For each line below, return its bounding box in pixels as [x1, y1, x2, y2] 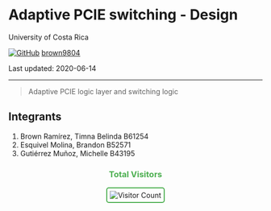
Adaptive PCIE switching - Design [8, 6, 238, 24]
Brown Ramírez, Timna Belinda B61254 [19, 131, 149, 141]
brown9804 [41, 48, 81, 57]
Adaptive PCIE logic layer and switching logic [27, 86, 179, 96]
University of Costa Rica [8, 32, 89, 42]
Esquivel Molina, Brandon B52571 [19, 139, 131, 150]
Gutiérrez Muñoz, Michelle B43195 [19, 148, 135, 158]
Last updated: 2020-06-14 [8, 63, 97, 73]
